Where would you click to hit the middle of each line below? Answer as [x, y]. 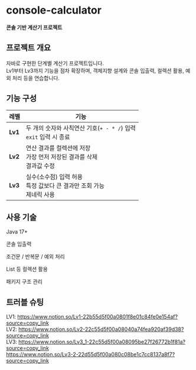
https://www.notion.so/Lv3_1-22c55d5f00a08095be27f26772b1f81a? [102, 342]
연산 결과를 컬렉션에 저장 [58, 148]
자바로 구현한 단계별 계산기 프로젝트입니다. [55, 63]
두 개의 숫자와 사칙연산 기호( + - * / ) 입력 [81, 128]
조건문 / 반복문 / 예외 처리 [35, 257]
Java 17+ [17, 232]
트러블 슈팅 [25, 302]
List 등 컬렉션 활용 [27, 269]
